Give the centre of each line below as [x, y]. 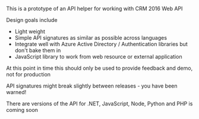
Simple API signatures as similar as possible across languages [91, 38]
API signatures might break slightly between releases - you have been [92, 86]
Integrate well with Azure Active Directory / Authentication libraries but [101, 44]
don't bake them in [38, 50]
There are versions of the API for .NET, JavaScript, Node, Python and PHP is [99, 104]
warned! [16, 92]
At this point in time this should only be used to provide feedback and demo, [99, 68]
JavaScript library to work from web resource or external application [98, 57]
